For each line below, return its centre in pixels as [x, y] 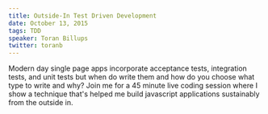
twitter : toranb [36, 46]
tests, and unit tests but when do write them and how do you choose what [132, 77]
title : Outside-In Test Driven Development [83, 16]
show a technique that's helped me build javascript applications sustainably [134, 94]
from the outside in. [41, 103]
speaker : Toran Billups [48, 38]
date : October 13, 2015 [48, 23]
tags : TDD [25, 31]
